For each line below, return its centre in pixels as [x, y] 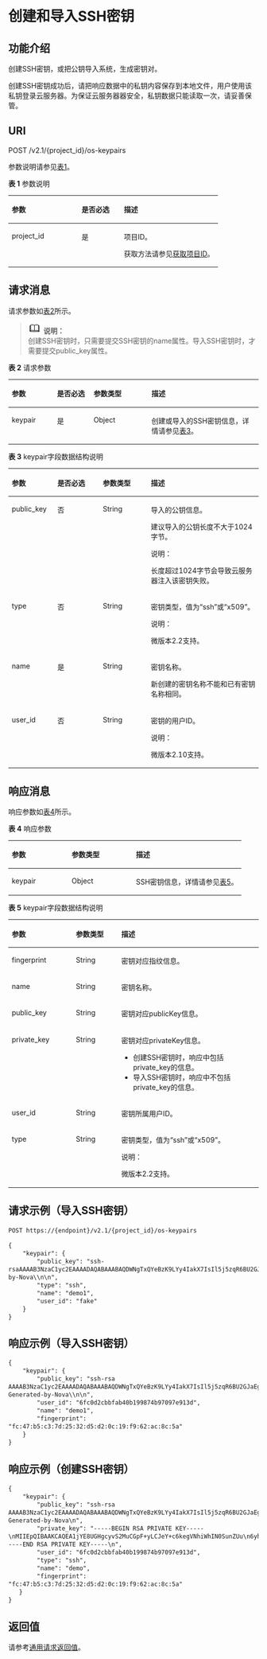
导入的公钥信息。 [178, 509]
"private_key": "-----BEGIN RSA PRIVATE [104, 1529]
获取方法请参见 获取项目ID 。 [169, 253]
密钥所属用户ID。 [149, 1113]
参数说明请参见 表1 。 [41, 166]
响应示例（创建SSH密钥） [72, 1469]
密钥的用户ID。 [175, 720]
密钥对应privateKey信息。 [163, 1040]
